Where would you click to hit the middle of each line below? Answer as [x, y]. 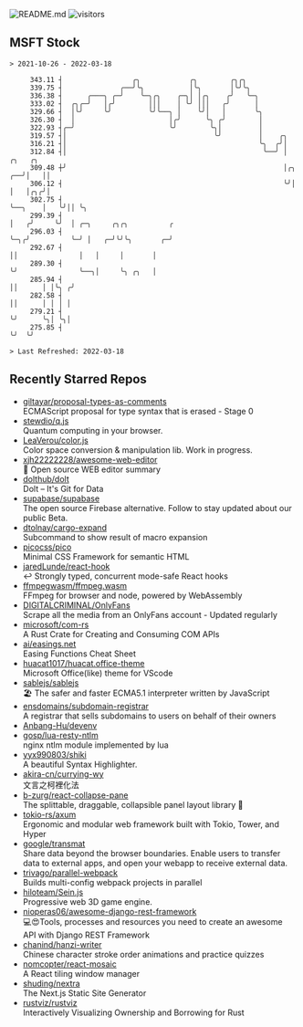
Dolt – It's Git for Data [63, 488]
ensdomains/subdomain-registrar [85, 706]
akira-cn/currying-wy [63, 774]
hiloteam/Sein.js [53, 892]
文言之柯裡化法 [51, 784]
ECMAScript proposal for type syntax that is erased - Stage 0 [138, 411]
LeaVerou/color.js [55, 440]
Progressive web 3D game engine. [88, 901]
